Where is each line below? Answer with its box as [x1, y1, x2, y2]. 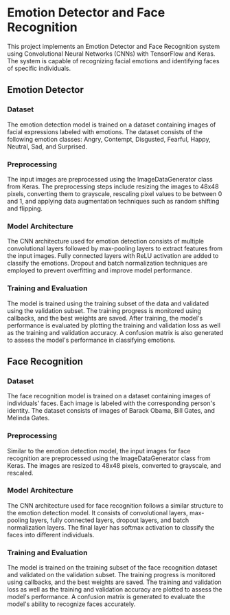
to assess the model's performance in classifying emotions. [7, 336, 176, 344]
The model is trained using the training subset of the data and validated [7, 299, 209, 307]
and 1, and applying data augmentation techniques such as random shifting [7, 197, 220, 205]
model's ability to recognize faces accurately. [7, 600, 136, 608]
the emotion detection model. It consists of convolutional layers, [7, 508, 189, 517]
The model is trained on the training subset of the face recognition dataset [7, 563, 218, 572]
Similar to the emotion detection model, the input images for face [7, 446, 191, 455]
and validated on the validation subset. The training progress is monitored [7, 571, 216, 579]
